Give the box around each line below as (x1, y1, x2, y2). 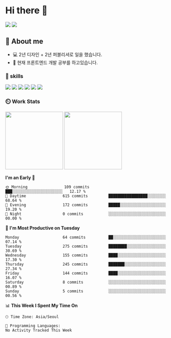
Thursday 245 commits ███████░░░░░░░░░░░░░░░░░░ (5, 262, 166, 267)
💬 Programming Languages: (5, 323, 60, 329)
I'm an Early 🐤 (5, 174, 35, 181)
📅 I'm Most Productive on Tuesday (5, 225, 80, 231)
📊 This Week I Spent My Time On (5, 303, 78, 309)
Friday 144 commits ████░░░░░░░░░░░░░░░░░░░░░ (5, 271, 166, 276)
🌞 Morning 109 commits (5, 185, 90, 190)
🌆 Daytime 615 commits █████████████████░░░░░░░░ (5, 193, 166, 199)
